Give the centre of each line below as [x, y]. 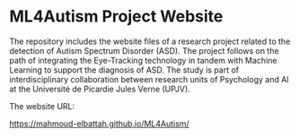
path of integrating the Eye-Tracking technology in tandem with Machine [143, 60]
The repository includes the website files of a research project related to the [150, 41]
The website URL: [42, 106]
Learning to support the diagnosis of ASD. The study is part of [124, 70]
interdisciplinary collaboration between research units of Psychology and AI [149, 79]
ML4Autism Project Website [116, 17]
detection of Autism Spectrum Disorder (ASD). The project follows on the [145, 50]
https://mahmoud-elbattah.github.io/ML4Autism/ [100, 124]
